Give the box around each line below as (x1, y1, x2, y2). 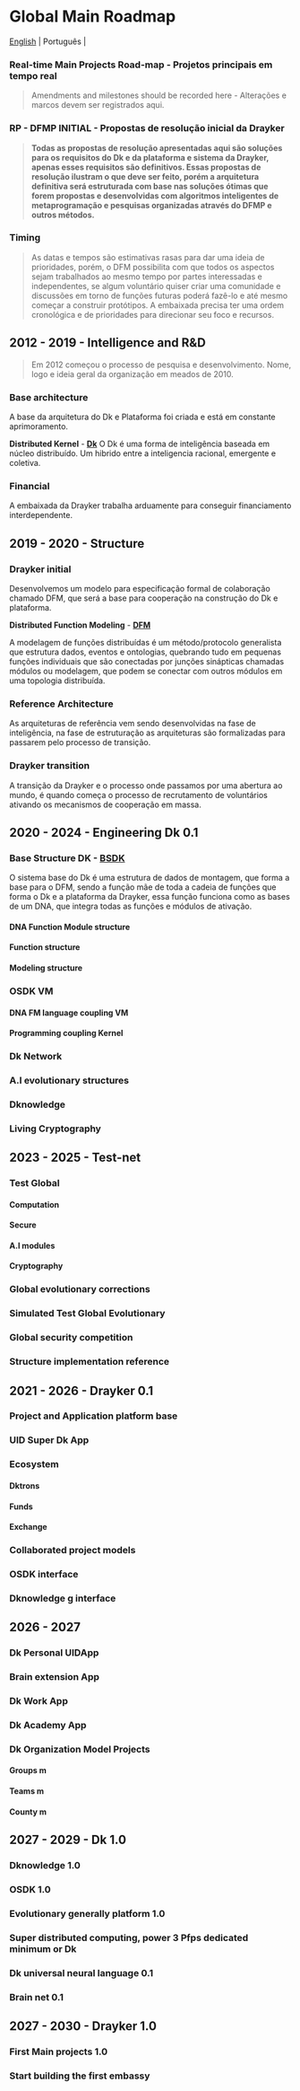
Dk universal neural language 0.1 (9, 1966, 154, 1979)
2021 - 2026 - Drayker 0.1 (9, 1383, 154, 1398)
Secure (9, 1219, 38, 1231)
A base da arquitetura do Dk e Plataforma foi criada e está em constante (9, 411, 276, 422)
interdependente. (9, 510, 73, 521)
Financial (9, 479, 50, 492)
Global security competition (9, 1331, 133, 1344)
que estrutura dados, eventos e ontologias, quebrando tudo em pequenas (9, 646, 282, 657)
